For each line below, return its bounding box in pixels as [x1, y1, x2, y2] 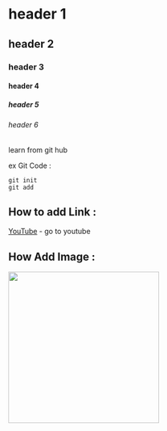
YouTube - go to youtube [8, 227, 91, 236]
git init [8, 176, 38, 184]
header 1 [8, 5, 67, 23]
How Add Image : [8, 249, 96, 263]
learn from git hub [8, 144, 68, 154]
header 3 [8, 61, 44, 73]
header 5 [8, 99, 39, 109]
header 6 [8, 120, 39, 130]
